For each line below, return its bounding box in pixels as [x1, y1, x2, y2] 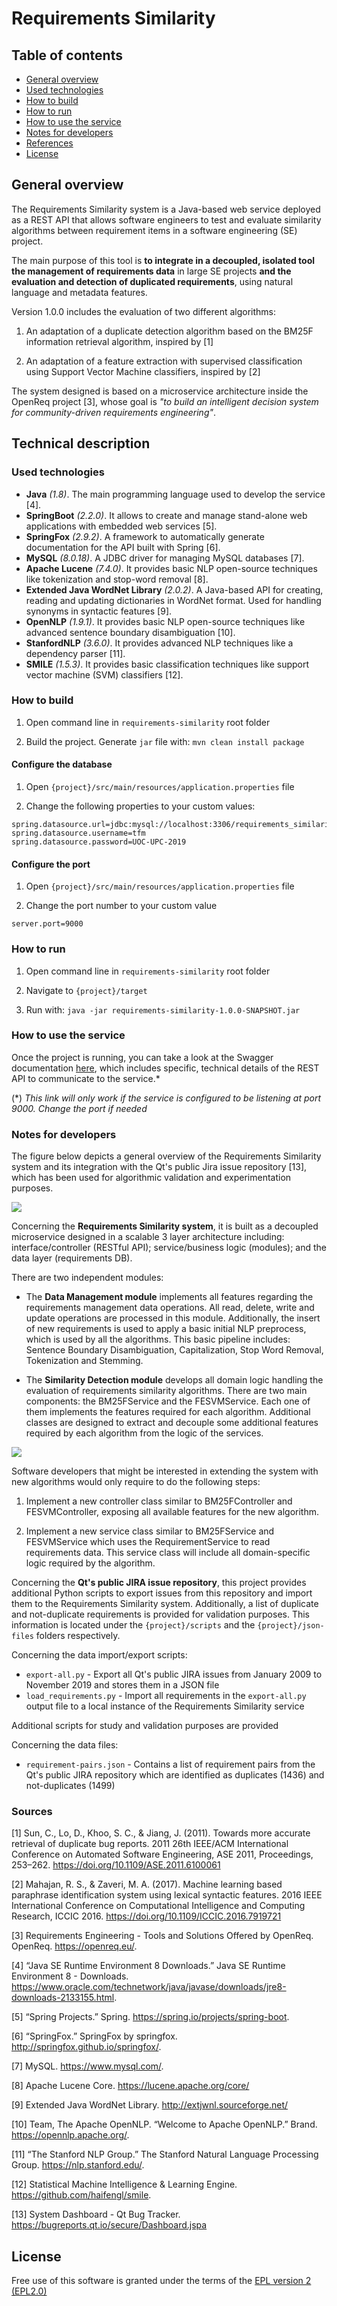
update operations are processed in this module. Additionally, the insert [25, 1312, 321, 1324]
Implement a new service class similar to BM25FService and [25, 1525, 275, 1537]
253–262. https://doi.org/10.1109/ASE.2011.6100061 [11, 1859, 221, 1871]
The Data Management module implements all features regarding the [25, 1291, 314, 1303]
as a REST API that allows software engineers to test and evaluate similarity [11, 213, 322, 226]
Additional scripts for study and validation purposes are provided [11, 1720, 279, 1732]
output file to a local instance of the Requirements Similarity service [25, 1700, 305, 1712]
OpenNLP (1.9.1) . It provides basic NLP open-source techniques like [25, 615, 306, 627]
